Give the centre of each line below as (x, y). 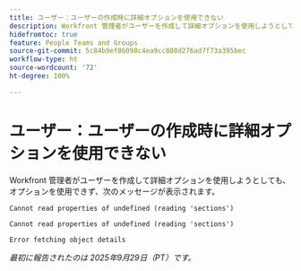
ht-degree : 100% (39, 76)
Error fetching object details (68, 240)
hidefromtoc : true (43, 34)
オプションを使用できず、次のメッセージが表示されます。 (115, 191)
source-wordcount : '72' (54, 68)
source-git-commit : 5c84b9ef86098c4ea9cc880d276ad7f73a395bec (128, 51)
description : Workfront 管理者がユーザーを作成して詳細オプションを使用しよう (142, 26)
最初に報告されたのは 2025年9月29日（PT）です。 (103, 258)
